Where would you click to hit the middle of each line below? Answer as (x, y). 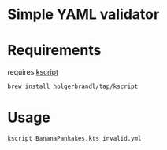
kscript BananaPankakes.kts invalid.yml (75, 139)
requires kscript (33, 72)
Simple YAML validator (83, 15)
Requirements (54, 51)
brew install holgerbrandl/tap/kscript (73, 87)
